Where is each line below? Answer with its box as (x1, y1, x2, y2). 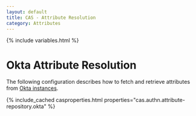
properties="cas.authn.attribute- (103, 97, 186, 104)
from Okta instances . (6, 84, 59, 92)
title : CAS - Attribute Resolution (6, 15, 96, 21)
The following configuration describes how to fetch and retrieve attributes (6, 78, 191, 86)
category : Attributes (6, 20, 61, 26)
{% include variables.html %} (6, 37, 79, 44)
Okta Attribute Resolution (6, 58, 137, 72)
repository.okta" (6, 103, 47, 110)
